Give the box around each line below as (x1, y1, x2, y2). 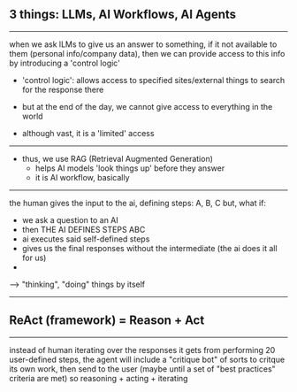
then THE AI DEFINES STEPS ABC (21, 224, 146, 234)
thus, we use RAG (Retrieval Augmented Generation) (21, 153, 214, 164)
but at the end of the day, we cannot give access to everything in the (21, 101, 273, 111)
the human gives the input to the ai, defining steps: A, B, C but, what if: (9, 197, 267, 208)
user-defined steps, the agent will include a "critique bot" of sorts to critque (9, 354, 286, 365)
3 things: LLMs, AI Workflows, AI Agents (9, 7, 237, 22)
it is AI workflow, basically (34, 172, 130, 182)
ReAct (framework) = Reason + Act (9, 313, 205, 328)
